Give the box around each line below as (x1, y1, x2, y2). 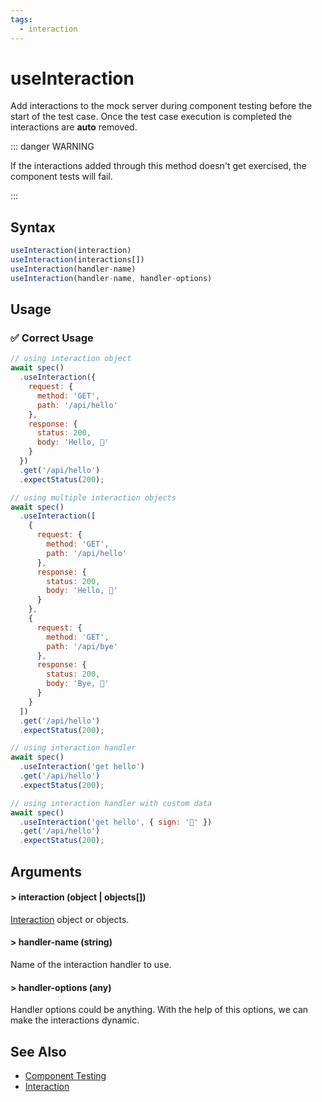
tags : (10, 14, 33, 25)
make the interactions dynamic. (10, 1014, 140, 1026)
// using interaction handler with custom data (10, 798, 213, 808)
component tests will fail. (10, 171, 113, 183)
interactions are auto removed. (10, 121, 138, 133)
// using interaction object (10, 354, 132, 364)
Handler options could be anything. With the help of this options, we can (10, 1004, 309, 1016)
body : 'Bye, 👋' (46, 679, 110, 689)
